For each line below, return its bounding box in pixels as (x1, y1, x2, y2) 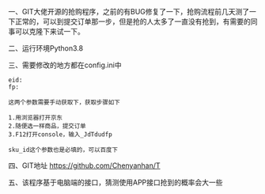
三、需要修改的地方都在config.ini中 (8, 60, 122, 70)
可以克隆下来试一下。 (14, 27, 85, 36)
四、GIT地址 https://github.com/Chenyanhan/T (8, 161, 161, 170)
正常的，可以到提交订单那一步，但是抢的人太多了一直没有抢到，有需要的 (14, 17, 251, 26)
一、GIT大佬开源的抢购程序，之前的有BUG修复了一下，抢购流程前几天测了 (8, 7, 250, 16)
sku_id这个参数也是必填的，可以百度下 (8, 146, 119, 154)
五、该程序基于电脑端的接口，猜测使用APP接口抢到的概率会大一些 (8, 177, 223, 187)
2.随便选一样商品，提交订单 (8, 122, 87, 130)
